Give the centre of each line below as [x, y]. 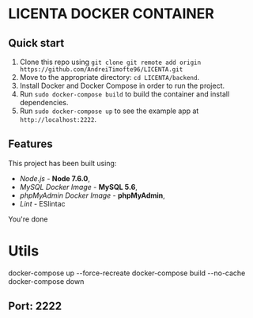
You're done [28, 219]
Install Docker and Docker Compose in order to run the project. [122, 85]
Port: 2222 [35, 307]
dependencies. [44, 102]
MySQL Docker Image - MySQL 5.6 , [79, 187]
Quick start [36, 43]
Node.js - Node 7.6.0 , [55, 178]
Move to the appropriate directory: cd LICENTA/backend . [110, 77]
